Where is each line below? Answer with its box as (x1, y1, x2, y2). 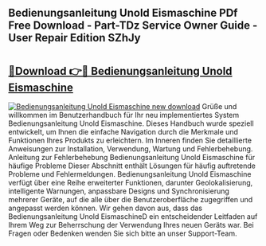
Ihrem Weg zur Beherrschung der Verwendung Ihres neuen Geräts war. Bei (8, 221, 254, 229)
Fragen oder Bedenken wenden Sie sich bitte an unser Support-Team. (8, 228, 237, 238)
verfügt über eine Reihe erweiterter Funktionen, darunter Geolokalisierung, (8, 178, 253, 187)
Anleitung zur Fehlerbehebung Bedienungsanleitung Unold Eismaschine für (8, 153, 256, 162)
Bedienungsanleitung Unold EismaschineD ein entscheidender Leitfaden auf (8, 212, 258, 221)
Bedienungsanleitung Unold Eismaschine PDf (8, 6, 238, 20)
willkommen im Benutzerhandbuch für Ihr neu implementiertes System (8, 111, 240, 119)
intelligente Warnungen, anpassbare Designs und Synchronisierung (8, 186, 229, 196)
